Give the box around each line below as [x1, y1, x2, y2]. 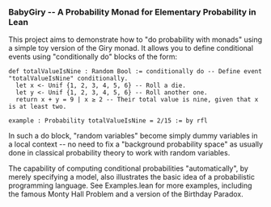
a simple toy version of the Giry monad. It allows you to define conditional [8, 43, 253, 53]
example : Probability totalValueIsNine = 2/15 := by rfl [8, 117, 208, 125]
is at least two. [8, 103, 67, 111]
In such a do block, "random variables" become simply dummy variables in [8, 131, 258, 141]
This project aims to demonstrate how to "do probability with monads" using [8, 35, 263, 44]
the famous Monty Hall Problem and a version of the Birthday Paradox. [8, 189, 244, 199]
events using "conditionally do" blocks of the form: [8, 52, 178, 62]
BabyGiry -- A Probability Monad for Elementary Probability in [8, 6, 256, 18]
